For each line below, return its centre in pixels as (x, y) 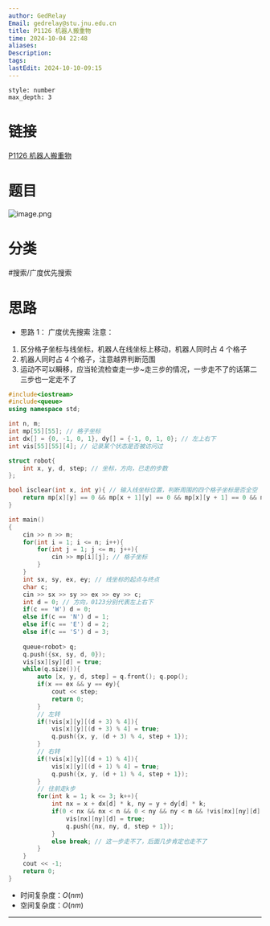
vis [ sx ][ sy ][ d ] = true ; (63, 662)
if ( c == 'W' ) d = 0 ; (57, 609)
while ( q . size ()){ (52, 669)
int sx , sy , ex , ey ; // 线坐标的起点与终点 (91, 579)
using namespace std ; (45, 409)
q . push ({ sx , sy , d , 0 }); (64, 654)
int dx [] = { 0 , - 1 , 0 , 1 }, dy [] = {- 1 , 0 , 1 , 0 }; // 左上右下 (112, 438)
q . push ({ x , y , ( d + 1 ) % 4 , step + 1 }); (120, 774)
